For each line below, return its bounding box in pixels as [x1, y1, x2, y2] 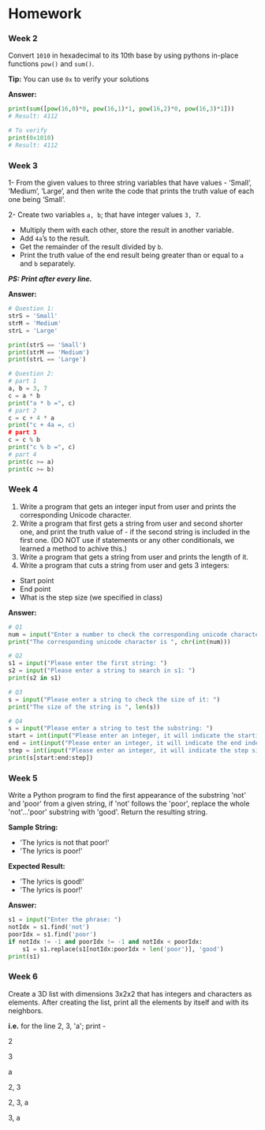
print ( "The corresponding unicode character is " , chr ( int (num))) [8, 638, 231, 645]
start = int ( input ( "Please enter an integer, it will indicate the [8, 732, 235, 740]
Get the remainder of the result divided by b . [19, 242, 164, 252]
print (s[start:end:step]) [8, 754, 93, 761]
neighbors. [8, 1005, 43, 1015]
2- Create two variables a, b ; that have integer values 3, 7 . [8, 210, 201, 219]
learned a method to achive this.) [19, 544, 128, 553]
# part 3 [8, 428, 37, 436]
